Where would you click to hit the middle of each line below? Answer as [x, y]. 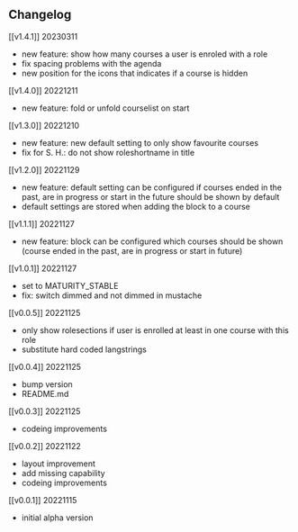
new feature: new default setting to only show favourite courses [140, 142]
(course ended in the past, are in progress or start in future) [132, 250]
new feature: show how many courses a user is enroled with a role [144, 54]
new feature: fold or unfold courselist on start [105, 108]
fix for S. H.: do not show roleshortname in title [108, 152]
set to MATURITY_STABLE [70, 285]
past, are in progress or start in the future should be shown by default [150, 196]
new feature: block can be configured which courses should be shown [152, 241]
